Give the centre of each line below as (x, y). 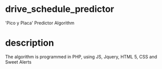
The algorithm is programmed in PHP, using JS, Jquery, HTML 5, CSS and (81, 57)
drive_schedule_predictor (60, 9)
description (29, 43)
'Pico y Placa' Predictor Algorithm (40, 23)
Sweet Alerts (18, 62)
